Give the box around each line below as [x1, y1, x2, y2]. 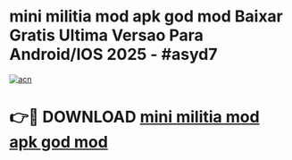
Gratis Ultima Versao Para [9, 25, 204, 46]
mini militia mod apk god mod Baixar [9, 6, 283, 27]
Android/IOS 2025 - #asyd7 [9, 45, 218, 64]
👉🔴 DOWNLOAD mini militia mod [9, 107, 261, 127]
